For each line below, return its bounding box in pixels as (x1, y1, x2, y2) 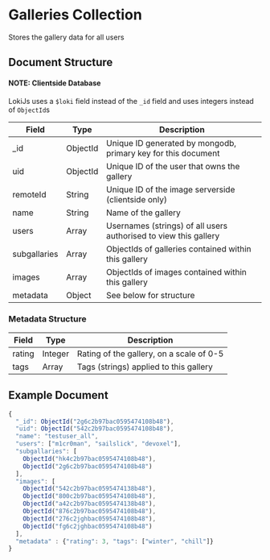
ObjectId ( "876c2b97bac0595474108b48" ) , (22, 508, 157, 516)
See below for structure (105, 289, 195, 301)
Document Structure (8, 56, 113, 69)
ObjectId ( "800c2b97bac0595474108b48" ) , (22, 492, 157, 500)
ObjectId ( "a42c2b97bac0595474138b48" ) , (22, 500, 157, 508)
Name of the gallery (105, 207, 181, 218)
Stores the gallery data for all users (8, 32, 125, 42)
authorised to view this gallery (105, 230, 220, 241)
